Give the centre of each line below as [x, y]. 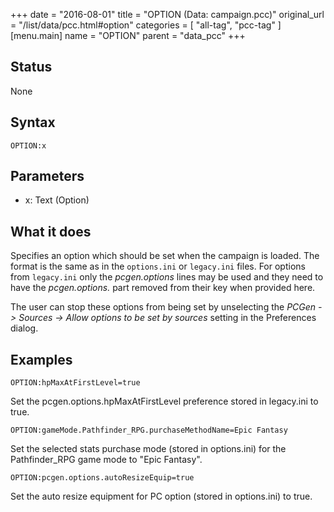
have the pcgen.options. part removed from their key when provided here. [163, 288]
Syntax [33, 122]
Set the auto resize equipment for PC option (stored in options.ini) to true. [161, 496]
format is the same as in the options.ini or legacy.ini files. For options [158, 266]
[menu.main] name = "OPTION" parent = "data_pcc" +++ [128, 35]
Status [31, 67]
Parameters [47, 176]
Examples [41, 359]
